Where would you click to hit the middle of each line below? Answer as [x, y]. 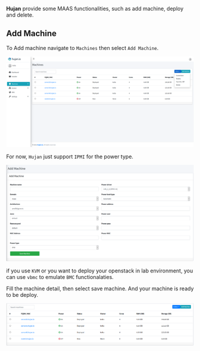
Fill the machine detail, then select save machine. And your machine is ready [100, 289]
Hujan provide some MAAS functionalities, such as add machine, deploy [95, 9]
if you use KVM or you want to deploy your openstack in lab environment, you [100, 271]
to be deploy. [22, 295]
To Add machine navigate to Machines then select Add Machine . [82, 48]
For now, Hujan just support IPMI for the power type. [70, 156]
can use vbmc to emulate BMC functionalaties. [60, 277]
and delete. [20, 15]
